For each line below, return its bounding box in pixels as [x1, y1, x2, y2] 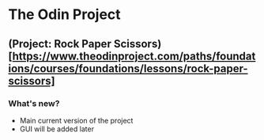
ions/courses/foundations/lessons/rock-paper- [8, 62, 248, 75]
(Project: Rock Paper [8, 37, 112, 51]
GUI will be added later [19, 124, 95, 134]
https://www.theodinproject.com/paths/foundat [12, 49, 256, 62]
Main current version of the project [19, 115, 134, 125]
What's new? [8, 97, 60, 108]
